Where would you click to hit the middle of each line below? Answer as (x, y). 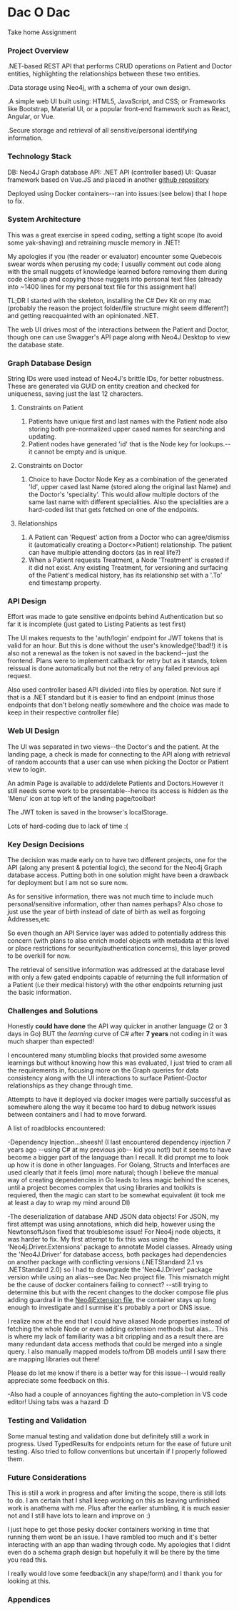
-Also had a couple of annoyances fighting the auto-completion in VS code (117, 1394)
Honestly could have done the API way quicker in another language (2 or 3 (118, 1026)
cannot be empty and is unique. (80, 452)
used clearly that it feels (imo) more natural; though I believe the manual (113, 1172)
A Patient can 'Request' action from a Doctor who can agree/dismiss (129, 537)
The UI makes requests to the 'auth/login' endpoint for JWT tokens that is (115, 638)
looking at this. (29, 1581)
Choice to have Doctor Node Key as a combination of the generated (128, 479)
